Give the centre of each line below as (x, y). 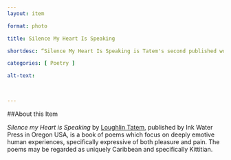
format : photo (27, 26)
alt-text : (21, 76)
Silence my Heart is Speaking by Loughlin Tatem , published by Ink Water (110, 127)
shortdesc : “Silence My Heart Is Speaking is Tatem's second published (112, 51)
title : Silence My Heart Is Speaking (61, 39)
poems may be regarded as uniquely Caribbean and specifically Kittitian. (110, 149)
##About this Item (33, 114)
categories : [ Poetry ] (41, 63)
